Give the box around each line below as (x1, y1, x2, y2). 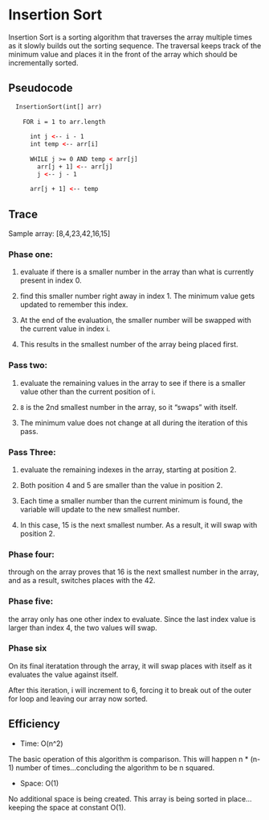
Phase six (8, 643, 47, 654)
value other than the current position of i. (19, 387, 156, 396)
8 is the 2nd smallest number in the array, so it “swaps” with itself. (19, 402, 238, 412)
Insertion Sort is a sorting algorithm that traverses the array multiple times (8, 32, 253, 42)
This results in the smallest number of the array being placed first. (19, 340, 238, 350)
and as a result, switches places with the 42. (8, 576, 156, 586)
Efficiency (8, 717, 60, 731)
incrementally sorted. (8, 58, 79, 68)
